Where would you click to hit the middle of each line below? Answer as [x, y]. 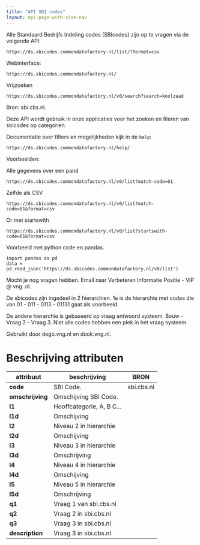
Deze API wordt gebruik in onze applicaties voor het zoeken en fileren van [98, 119]
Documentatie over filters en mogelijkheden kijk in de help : [79, 137]
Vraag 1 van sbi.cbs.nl [85, 504]
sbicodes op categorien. [36, 125]
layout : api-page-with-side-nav [47, 17]
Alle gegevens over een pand [43, 170]
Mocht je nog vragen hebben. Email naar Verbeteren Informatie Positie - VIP [100, 280]
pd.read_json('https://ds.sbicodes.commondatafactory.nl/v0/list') [92, 269]
